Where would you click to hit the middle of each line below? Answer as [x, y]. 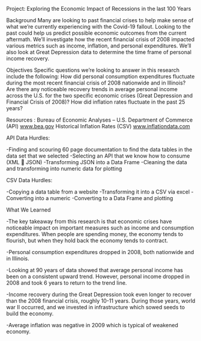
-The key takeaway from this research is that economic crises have [89, 221]
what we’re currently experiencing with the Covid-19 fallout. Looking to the [98, 27]
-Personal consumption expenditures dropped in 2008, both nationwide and [100, 252]
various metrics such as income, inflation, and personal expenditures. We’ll [99, 46]
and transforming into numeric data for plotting [64, 168]
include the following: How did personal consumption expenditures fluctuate [100, 76]
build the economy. [30, 313]
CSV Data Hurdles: [29, 180]
